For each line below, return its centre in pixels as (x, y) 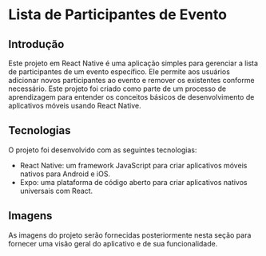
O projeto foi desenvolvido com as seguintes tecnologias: (103, 150)
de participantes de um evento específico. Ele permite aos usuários (119, 72)
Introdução (36, 44)
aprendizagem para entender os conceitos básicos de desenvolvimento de (131, 97)
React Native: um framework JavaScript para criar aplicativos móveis (133, 165)
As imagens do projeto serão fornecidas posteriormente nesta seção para (130, 235)
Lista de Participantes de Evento (118, 15)
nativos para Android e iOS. (65, 174)
